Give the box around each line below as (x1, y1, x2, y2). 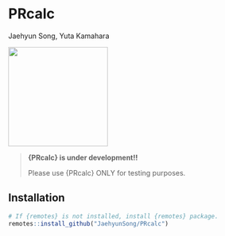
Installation (8, 192, 65, 205)
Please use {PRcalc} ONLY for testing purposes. (27, 168, 186, 177)
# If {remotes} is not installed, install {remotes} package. (8, 212, 219, 220)
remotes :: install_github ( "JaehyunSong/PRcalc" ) (8, 219, 169, 227)
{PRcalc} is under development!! (27, 153, 138, 162)
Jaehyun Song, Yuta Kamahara (8, 31, 110, 41)
